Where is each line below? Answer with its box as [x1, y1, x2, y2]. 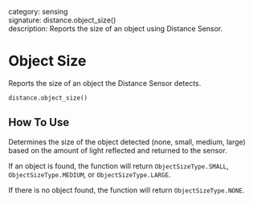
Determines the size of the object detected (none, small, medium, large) [8, 136, 247, 147]
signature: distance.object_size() [8, 15, 116, 25]
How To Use [8, 116, 70, 129]
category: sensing [8, 7, 68, 16]
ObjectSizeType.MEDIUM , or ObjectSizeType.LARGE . [8, 169, 171, 179]
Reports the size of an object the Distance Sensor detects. [8, 78, 202, 87]
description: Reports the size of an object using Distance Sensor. [8, 24, 223, 33]
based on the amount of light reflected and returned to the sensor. [8, 145, 227, 155]
